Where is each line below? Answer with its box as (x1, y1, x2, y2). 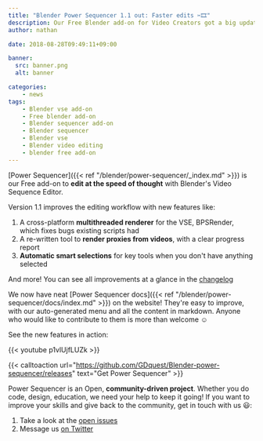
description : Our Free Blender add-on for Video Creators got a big (8, 19, 236, 27)
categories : (8, 83, 47, 91)
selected (19, 259, 49, 268)
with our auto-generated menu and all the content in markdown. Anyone (8, 306, 241, 315)
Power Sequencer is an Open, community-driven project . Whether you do (8, 384, 250, 393)
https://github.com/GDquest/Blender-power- (75, 360, 221, 370)
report (19, 242, 41, 252)
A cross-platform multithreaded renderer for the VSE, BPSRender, (19, 217, 235, 227)
